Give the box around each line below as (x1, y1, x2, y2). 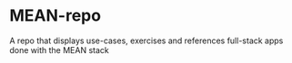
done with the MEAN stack (9, 44, 109, 55)
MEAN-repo (9, 5, 102, 26)
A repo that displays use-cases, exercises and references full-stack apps (9, 35, 284, 46)
